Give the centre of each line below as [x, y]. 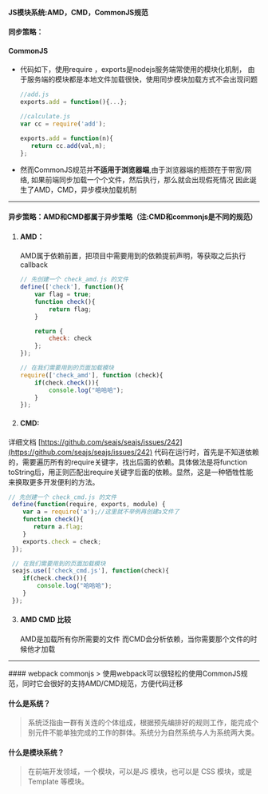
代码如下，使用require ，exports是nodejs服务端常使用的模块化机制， [133, 70]
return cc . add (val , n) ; [68, 146]
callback [33, 265]
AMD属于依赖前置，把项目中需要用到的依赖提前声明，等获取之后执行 [133, 256]
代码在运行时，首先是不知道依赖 [207, 452]
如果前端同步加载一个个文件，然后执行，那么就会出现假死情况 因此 [140, 179]
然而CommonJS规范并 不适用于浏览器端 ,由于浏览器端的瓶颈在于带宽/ [132, 170]
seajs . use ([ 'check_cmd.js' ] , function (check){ [91, 571]
